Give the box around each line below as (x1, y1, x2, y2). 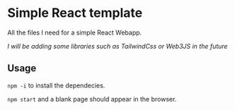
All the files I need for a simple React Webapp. (7, 28, 142, 37)
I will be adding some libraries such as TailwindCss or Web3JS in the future (7, 42, 228, 50)
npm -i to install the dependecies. (7, 81, 105, 90)
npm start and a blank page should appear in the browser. (7, 94, 177, 103)
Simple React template (7, 5, 143, 21)
